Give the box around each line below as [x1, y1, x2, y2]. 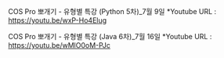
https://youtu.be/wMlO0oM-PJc [8, 41, 111, 49]
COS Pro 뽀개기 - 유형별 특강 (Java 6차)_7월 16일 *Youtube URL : [8, 32, 212, 41]
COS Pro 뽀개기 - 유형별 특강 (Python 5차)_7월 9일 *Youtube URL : [8, 7, 217, 16]
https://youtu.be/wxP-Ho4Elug [8, 16, 107, 25]
